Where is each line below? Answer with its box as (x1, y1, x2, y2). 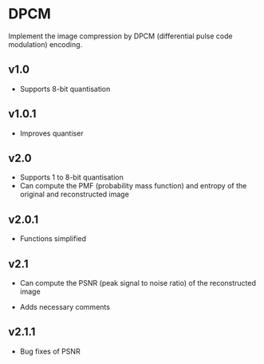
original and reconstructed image (19, 189, 129, 200)
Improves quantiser (19, 129, 84, 138)
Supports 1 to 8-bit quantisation (19, 172, 124, 182)
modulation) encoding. (8, 39, 83, 49)
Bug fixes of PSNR (19, 346, 81, 356)
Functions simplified (19, 234, 86, 243)
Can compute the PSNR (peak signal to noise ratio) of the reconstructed (19, 279, 257, 287)
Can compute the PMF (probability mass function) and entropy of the (19, 181, 247, 191)
